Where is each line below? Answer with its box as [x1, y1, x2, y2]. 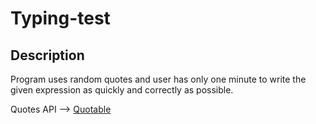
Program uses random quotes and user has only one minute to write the [10, 73, 307, 85]
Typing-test [10, 7, 111, 30]
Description [10, 47, 85, 64]
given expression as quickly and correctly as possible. [10, 84, 234, 96]
